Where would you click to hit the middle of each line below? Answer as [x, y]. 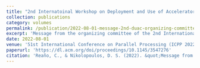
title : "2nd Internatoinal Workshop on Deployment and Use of [85, 12]
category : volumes [29, 22]
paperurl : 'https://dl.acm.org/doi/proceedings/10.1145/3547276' [89, 50]
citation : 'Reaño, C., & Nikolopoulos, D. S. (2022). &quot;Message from [100, 56]
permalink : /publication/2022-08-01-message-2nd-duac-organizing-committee [102, 28]
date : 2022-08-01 [28, 39]
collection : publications [38, 17]
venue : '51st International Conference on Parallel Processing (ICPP [94, 45]
